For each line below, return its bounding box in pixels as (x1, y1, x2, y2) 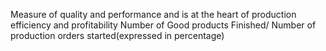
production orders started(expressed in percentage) (10, 30, 225, 41)
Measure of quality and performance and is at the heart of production (10, 9, 297, 20)
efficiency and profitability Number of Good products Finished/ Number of (10, 19, 317, 31)
